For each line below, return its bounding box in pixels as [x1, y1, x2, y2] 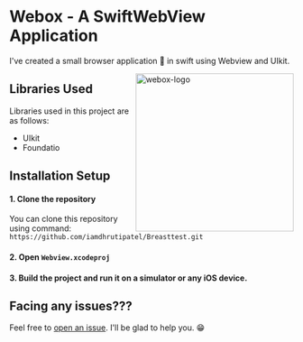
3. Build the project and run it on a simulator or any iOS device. [9, 273, 248, 283]
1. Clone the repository [9, 193, 96, 204]
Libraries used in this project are [9, 106, 129, 116]
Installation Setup [9, 169, 111, 184]
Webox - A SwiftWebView [9, 6, 206, 27]
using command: [9, 223, 72, 234]
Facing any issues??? [9, 298, 133, 313]
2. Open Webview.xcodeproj [9, 251, 111, 263]
